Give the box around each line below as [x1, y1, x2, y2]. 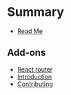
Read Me [17, 27, 43, 35]
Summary [7, 4, 64, 20]
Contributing [17, 80, 53, 88]
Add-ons [7, 47, 46, 59]
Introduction [17, 72, 52, 81]
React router [17, 65, 53, 73]
